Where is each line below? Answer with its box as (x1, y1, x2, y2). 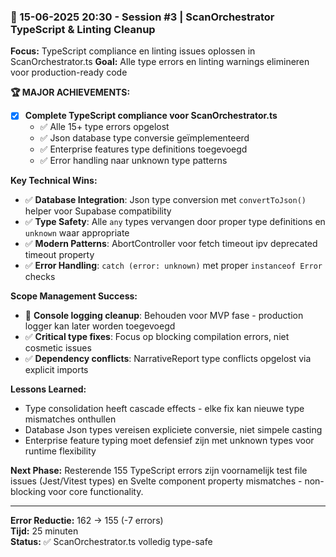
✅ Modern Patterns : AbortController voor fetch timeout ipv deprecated (24, 238, 318, 250)
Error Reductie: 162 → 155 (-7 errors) (10, 515, 164, 527)
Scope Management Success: (10, 290, 138, 302)
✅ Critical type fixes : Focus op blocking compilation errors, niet (24, 331, 290, 343)
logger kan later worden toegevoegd (24, 320, 176, 332)
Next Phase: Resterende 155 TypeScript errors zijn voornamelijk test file (10, 465, 308, 477)
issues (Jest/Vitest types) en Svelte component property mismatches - (10, 475, 303, 487)
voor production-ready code (10, 66, 128, 79)
